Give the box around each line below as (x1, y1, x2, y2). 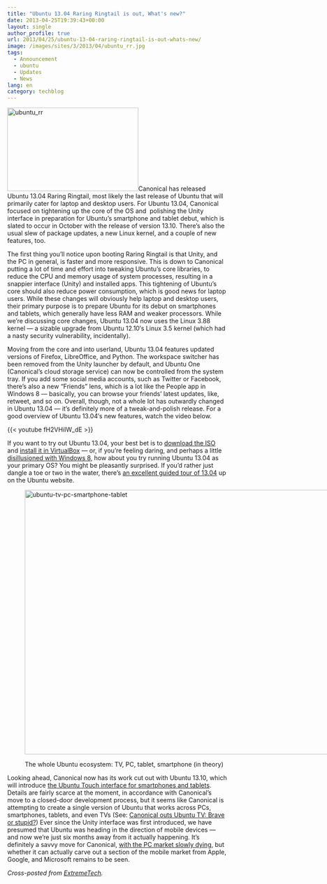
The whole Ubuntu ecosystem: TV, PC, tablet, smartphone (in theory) (24, 760, 224, 769)
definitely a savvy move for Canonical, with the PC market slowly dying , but (7, 841, 225, 849)
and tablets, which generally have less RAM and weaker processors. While (7, 309, 222, 318)
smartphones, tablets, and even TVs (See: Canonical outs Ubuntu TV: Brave (7, 811, 225, 819)
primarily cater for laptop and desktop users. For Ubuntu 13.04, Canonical (7, 200, 219, 208)
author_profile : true (7, 29, 71, 37)
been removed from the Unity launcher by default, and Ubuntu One (7, 360, 201, 369)
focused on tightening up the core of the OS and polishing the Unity (7, 207, 204, 215)
